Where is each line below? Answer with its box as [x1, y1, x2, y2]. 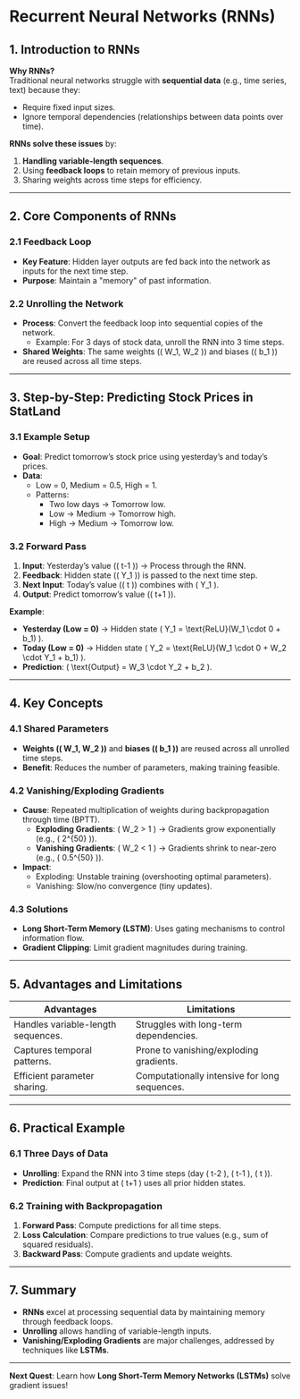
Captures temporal [13, 1044, 92, 1056]
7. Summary [9, 1283, 77, 1298]
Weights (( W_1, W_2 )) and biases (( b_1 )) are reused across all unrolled [21, 742, 290, 753]
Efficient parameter [13, 1070, 95, 1082]
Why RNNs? [9, 65, 55, 76]
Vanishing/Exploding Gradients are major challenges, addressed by [21, 1335, 275, 1345]
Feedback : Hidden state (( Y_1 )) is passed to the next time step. [21, 570, 258, 581]
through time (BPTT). [21, 814, 100, 825]
